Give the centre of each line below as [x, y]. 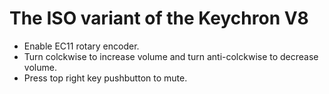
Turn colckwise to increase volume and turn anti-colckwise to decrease [171, 56]
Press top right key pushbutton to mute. [105, 78]
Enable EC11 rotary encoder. [81, 46]
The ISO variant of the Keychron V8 [159, 18]
